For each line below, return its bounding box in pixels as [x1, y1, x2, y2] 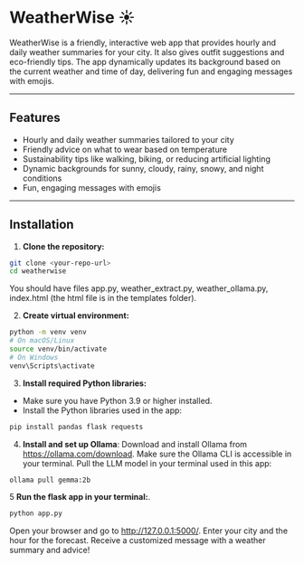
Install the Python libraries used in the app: [22, 405, 183, 416]
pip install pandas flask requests [9, 422, 144, 431]
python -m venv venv [9, 328, 88, 337]
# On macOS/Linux [9, 336, 75, 345]
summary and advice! [9, 545, 90, 556]
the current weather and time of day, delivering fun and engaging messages [9, 66, 293, 77]
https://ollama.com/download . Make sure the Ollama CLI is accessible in [22, 448, 292, 459]
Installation [9, 217, 74, 232]
